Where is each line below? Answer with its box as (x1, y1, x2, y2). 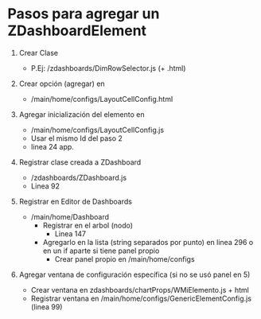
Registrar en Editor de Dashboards (18, 196, 133, 206)
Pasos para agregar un (7, 5, 160, 23)
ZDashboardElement (7, 21, 147, 40)
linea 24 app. (30, 142, 75, 151)
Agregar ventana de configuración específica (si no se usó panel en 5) (18, 270, 251, 279)
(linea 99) (30, 301, 63, 311)
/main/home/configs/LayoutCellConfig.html (30, 94, 173, 103)
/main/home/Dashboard (30, 212, 109, 221)
